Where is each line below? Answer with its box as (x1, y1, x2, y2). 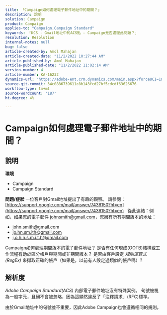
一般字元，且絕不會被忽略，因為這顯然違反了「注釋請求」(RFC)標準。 (9, 294, 152, 300)
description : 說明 (5, 12, 42, 17)
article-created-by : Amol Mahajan (5, 49, 77, 54)
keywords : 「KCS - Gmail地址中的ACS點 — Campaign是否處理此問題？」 (5, 30, 139, 35)
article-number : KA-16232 (5, 72, 59, 77)
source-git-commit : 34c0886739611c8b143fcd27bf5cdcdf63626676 (5, 81, 137, 86)
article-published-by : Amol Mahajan (5, 58, 81, 63)
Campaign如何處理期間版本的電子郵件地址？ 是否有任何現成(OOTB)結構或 (5, 245, 156, 251)
